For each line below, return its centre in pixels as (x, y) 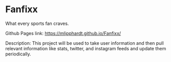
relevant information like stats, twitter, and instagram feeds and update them (86, 48)
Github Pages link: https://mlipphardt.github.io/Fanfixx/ (63, 33)
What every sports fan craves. (37, 23)
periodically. (18, 54)
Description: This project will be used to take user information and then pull (84, 43)
